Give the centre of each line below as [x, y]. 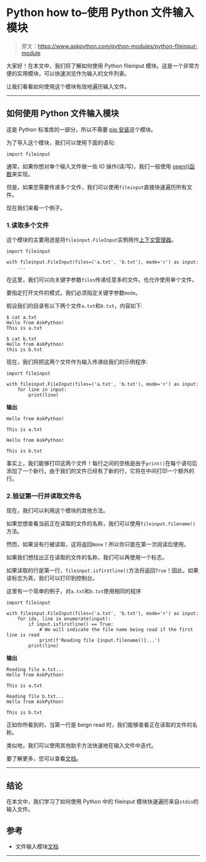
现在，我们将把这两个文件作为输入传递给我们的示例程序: [77, 362]
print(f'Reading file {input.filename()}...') [100, 641]
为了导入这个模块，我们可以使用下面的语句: [61, 143]
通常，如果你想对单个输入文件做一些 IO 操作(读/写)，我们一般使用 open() [98, 166]
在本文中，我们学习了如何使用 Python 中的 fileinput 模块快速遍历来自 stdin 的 [103, 802]
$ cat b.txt [21, 339]
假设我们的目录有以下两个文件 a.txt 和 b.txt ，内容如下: [74, 306]
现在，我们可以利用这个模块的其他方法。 [57, 511]
